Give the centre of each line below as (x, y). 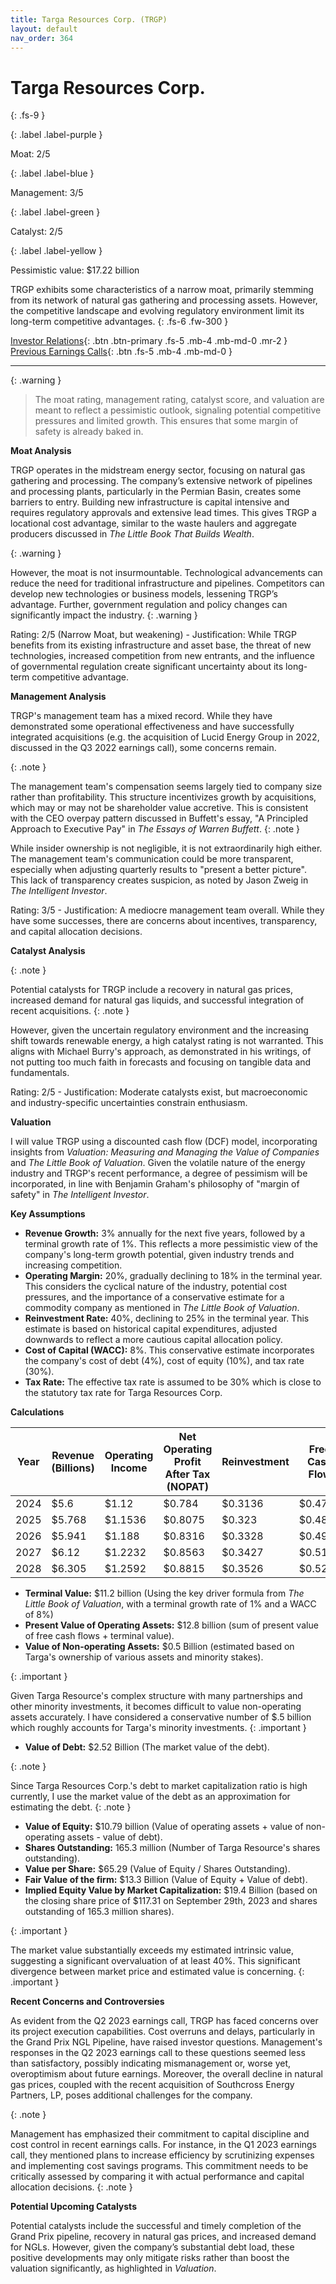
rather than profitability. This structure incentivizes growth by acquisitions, (163, 797)
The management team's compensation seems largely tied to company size (166, 787)
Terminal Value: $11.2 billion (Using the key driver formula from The (164, 1593)
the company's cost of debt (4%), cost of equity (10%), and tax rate (164, 1361)
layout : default (44, 29)
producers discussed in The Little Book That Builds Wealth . (132, 534)
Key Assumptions (48, 1214)
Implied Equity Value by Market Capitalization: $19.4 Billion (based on (171, 1890)
